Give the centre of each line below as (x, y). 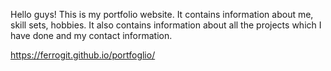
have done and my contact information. (91, 35)
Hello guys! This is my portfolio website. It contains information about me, (162, 14)
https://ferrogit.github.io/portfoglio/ (83, 55)
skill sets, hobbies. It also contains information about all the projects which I (166, 25)
